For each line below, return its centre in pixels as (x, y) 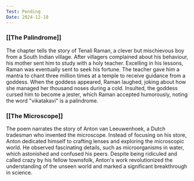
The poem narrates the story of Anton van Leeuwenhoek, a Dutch (86, 129)
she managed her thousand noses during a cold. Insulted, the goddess (92, 88)
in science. (19, 173)
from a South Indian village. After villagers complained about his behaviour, (97, 57)
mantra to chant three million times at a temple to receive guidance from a (96, 75)
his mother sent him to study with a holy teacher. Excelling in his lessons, (95, 63)
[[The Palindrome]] (34, 38)
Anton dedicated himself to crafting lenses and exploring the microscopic (95, 141)
